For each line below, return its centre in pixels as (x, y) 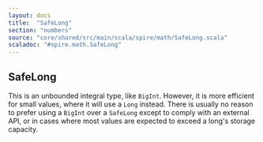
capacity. (23, 129)
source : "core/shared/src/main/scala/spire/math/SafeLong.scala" (118, 37)
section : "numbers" (40, 30)
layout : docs (30, 15)
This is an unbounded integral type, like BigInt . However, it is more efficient (131, 95)
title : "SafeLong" (40, 23)
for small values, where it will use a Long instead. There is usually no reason (131, 104)
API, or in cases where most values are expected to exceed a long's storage (132, 121)
